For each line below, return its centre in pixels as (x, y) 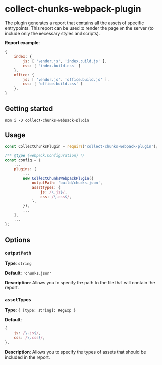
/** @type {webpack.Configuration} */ (45, 156)
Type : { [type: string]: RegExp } (40, 310)
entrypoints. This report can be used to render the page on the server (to (80, 28)
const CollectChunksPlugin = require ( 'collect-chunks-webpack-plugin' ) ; (81, 147)
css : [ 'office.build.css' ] (53, 84)
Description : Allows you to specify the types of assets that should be (76, 352)
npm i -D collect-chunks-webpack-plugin (47, 120)
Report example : (22, 42)
